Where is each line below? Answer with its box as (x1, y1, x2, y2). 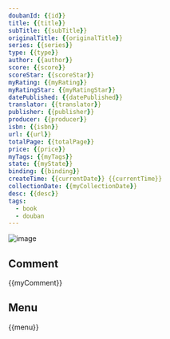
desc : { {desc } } (8, 189, 59, 198)
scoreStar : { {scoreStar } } (8, 71, 94, 79)
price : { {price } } (8, 145, 66, 153)
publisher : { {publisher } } (8, 108, 94, 116)
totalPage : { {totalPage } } (8, 137, 94, 146)
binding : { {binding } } (8, 168, 81, 175)
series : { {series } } (8, 41, 73, 49)
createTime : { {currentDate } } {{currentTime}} (8, 175, 162, 183)
